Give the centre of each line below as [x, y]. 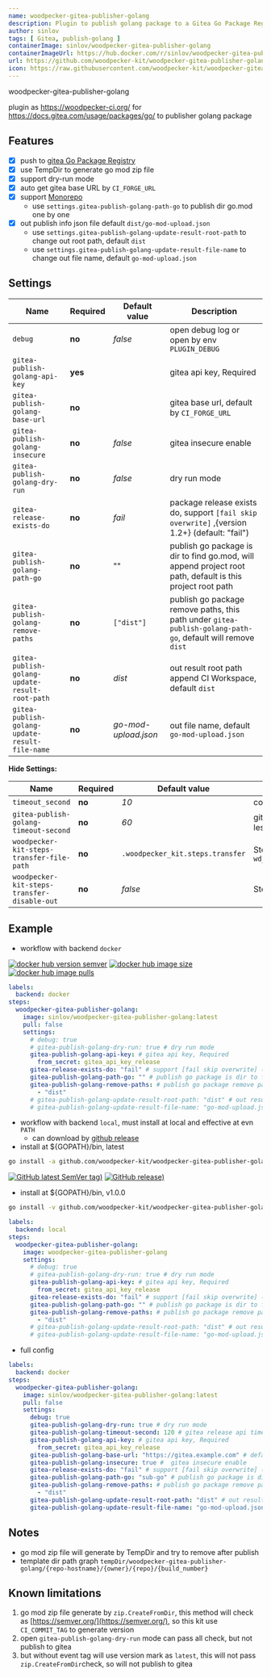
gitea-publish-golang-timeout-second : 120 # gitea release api [138, 1433]
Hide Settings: [33, 769]
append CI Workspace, [213, 677]
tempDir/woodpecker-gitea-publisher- [164, 1562]
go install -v [32, 1208]
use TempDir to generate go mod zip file [87, 170]
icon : [17, 69]
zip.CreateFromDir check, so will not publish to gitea [106, 1664]
